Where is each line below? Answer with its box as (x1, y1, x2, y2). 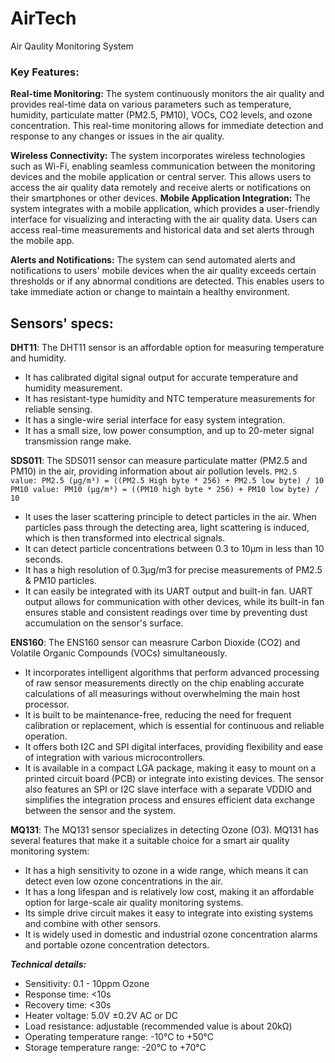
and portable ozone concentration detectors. (24, 939, 210, 951)
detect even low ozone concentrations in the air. (24, 875, 223, 887)
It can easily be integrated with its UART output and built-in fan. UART (24, 585, 313, 597)
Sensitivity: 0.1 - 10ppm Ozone (24, 978, 150, 990)
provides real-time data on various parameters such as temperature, (10, 98, 292, 111)
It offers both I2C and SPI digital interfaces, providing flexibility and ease (24, 741, 324, 753)
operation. (24, 730, 68, 742)
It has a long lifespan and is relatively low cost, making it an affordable (24, 886, 315, 898)
